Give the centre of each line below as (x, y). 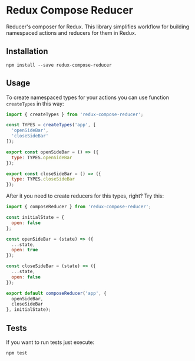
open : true (25, 250)
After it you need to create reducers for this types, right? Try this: (85, 196)
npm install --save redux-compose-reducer (59, 65)
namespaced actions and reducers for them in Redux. (71, 32)
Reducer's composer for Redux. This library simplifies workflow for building (98, 27)
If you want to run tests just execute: (50, 342)
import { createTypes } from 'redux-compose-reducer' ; (75, 114)
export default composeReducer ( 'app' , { (57, 293)
